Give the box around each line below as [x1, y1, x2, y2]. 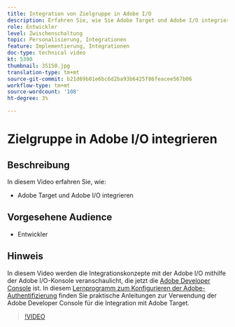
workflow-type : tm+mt [7, 82, 71, 89]
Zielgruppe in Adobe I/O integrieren [7, 131, 218, 147]
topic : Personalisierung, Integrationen [7, 36, 127, 43]
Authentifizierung [7, 291, 57, 300]
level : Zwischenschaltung [7, 29, 83, 37]
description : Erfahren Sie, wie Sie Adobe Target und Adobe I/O [7, 17, 199, 24]
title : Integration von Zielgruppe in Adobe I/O [7, 10, 152, 18]
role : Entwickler [7, 23, 58, 30]
